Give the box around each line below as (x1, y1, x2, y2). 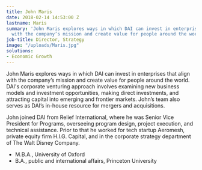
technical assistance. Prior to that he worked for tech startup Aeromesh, (6, 126, 185, 133)
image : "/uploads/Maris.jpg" (6, 43, 79, 49)
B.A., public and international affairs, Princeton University (14, 157, 158, 164)
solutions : (6, 48, 34, 54)
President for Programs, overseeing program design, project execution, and (6, 120, 194, 127)
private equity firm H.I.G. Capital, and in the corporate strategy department (6, 133, 191, 140)
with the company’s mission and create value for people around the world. (6, 76, 190, 83)
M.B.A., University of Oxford (14, 151, 85, 158)
